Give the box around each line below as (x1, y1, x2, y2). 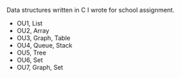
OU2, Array (16, 27, 50, 35)
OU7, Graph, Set (16, 64, 64, 71)
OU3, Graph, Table (16, 34, 71, 42)
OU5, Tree (16, 48, 47, 57)
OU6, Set (16, 56, 43, 64)
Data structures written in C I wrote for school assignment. (6, 6, 175, 14)
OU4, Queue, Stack (16, 41, 73, 49)
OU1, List (16, 19, 43, 27)
